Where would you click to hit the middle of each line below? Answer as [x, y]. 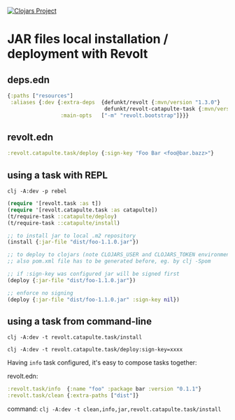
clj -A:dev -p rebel [37, 191]
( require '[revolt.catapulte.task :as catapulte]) [83, 210]
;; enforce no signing [40, 293]
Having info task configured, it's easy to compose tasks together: [102, 363]
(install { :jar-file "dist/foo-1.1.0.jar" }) [73, 242]
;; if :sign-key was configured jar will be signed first [93, 274]
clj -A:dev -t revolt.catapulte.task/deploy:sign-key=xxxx [95, 350]
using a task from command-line [80, 321]
